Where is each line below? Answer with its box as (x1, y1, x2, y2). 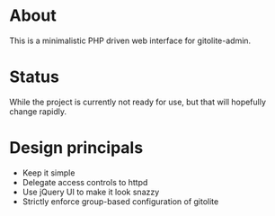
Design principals (9, 138, 144, 158)
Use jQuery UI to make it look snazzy (22, 186, 160, 197)
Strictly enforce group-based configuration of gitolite (22, 195, 219, 207)
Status (9, 67, 60, 87)
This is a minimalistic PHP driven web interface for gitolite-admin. (9, 35, 252, 46)
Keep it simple (22, 167, 75, 178)
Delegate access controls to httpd (22, 176, 148, 187)
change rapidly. (9, 105, 67, 117)
